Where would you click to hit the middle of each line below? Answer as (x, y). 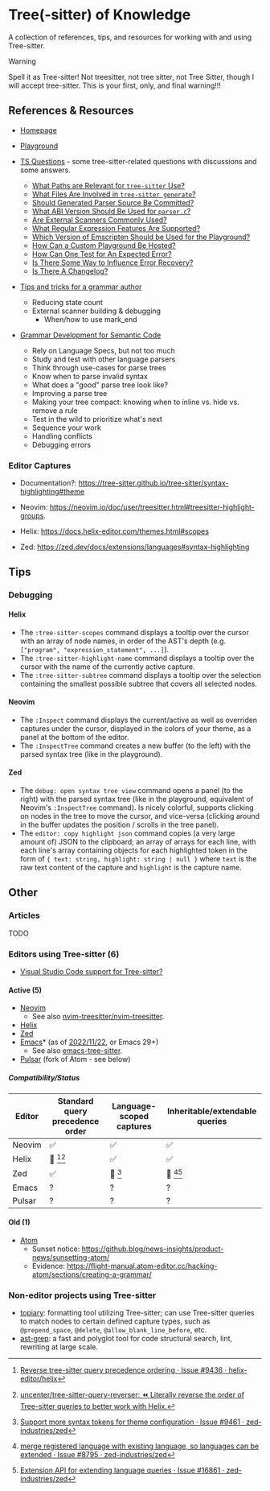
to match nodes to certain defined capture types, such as (115, 1321)
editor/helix (39, 1379)
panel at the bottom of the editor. (74, 737)
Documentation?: (48, 483)
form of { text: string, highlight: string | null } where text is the (138, 858)
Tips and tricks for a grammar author (81, 287)
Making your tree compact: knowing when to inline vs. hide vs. (135, 402)
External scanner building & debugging (96, 311)
